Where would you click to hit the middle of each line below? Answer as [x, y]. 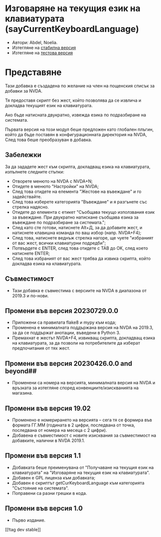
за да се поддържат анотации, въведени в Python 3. [66, 333]
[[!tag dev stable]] [23, 529]
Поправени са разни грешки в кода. [49, 493]
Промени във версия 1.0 [44, 509]
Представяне [33, 72]
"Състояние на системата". [40, 488]
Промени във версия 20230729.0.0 [62, 311]
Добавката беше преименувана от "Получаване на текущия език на [83, 467]
